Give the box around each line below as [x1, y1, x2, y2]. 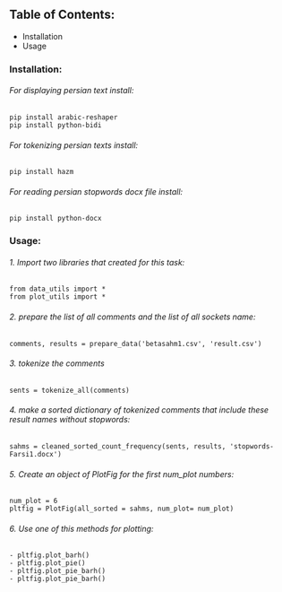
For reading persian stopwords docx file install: [9, 186, 184, 196]
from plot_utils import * [9, 292, 106, 301]
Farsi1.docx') [9, 450, 63, 459]
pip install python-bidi [9, 120, 102, 129]
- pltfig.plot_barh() [9, 551, 90, 560]
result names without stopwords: [9, 414, 131, 425]
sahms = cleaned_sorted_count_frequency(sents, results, [9, 442, 226, 451]
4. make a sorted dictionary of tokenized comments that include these [9, 405, 269, 415]
